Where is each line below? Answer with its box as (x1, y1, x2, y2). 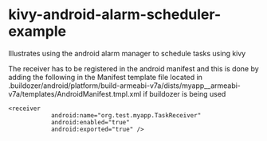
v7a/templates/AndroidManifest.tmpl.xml (8, 89, 142, 98)
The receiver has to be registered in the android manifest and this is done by (8, 63, 259, 73)
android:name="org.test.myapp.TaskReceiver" (50, 111, 202, 120)
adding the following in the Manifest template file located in (8, 72, 203, 82)
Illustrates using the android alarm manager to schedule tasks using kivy (8, 48, 246, 58)
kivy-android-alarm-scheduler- (8, 6, 222, 24)
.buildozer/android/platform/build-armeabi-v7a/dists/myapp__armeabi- (8, 81, 241, 90)
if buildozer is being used (143, 89, 226, 98)
